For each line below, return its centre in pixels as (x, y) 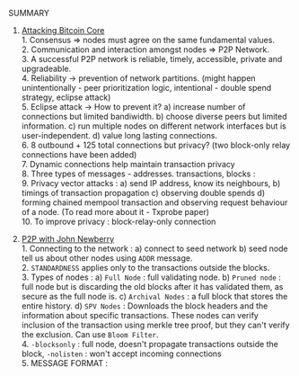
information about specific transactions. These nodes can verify (140, 315)
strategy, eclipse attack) (66, 97)
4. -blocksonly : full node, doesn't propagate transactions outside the (150, 344)
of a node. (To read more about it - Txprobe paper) (115, 212)
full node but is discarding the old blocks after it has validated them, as (152, 286)
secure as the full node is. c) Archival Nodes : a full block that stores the (154, 296)
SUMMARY (29, 13)
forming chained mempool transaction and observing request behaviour (154, 202)
